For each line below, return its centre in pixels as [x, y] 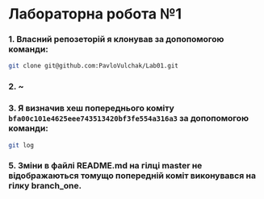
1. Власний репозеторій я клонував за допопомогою [116, 39]
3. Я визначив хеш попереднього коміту [92, 108]
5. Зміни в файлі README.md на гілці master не [105, 166]
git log [21, 145]
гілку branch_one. [45, 186]
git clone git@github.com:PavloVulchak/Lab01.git [94, 66]
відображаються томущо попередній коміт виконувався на [132, 176]
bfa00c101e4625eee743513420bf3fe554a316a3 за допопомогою [128, 118]
